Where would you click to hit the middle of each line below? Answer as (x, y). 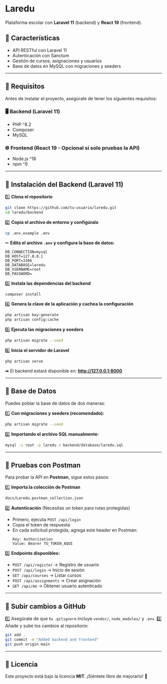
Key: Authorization (33, 539)
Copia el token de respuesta (41, 525)
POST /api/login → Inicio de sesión (48, 570)
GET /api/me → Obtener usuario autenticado (57, 586)
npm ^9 (20, 164)
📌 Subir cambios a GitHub (45, 606)
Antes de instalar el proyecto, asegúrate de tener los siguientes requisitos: (81, 98)
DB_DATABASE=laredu (25, 265)
